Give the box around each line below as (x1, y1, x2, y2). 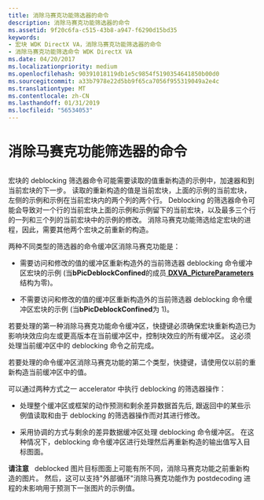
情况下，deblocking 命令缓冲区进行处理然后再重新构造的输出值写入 (26, 437, 244, 447)
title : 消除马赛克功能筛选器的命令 (8, 11, 109, 20)
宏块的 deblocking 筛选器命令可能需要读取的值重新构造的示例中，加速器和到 (8, 175, 255, 185)
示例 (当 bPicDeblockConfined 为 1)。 (53, 304, 174, 314)
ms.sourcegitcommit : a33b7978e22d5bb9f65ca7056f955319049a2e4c (8, 77, 220, 85)
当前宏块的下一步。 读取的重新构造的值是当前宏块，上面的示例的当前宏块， (8, 186, 251, 195)
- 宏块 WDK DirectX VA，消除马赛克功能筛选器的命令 (8, 41, 162, 49)
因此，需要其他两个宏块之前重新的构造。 (21, 225, 153, 234)
